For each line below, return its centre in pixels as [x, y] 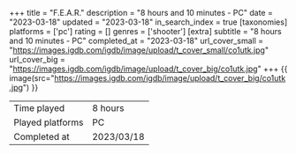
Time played [39, 108]
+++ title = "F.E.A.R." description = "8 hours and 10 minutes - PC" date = [141, 13]
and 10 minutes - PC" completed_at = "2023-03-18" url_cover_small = [136, 40]
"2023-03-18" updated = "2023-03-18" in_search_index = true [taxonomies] [148, 22]
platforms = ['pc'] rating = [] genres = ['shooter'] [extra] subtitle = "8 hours [145, 31]
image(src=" [32, 78]
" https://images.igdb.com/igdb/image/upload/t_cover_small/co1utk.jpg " [139, 50]
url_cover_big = [38, 59]
